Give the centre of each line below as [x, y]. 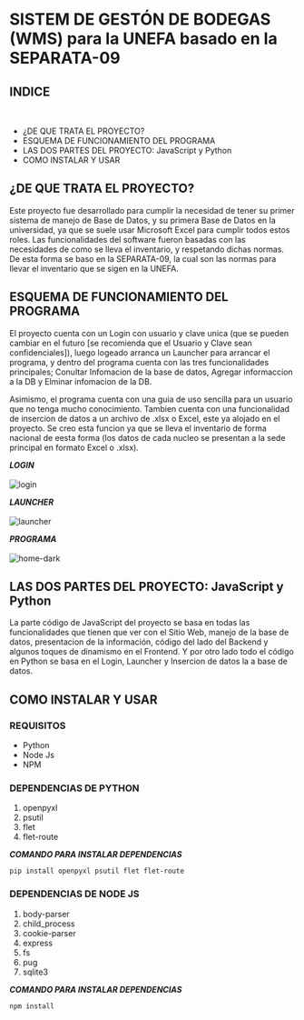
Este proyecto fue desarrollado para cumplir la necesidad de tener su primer [152, 210]
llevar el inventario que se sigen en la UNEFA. [94, 268]
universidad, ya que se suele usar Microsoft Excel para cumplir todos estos [150, 230]
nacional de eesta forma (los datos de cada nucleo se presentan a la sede [147, 437]
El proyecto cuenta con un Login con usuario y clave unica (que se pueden [149, 333]
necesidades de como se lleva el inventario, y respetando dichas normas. [147, 249]
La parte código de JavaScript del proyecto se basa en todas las [130, 623]
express [37, 943]
